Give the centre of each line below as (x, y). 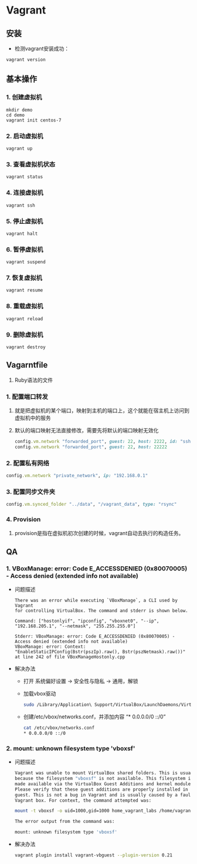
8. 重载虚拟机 (25, 306)
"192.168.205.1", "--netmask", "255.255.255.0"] (75, 626)
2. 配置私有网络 (28, 463)
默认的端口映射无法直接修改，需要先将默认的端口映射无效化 (86, 431)
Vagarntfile (27, 365)
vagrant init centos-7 (34, 120)
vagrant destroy (26, 347)
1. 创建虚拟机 (24, 98)
